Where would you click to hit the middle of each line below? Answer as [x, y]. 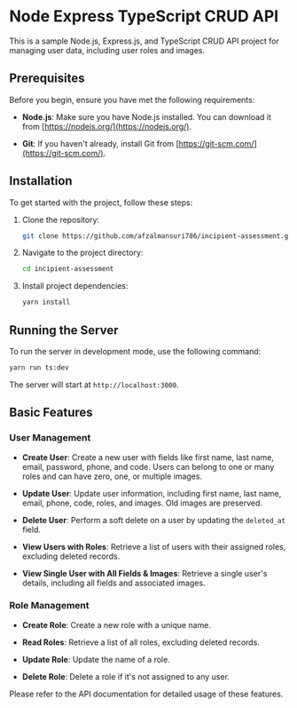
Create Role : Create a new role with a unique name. [116, 624]
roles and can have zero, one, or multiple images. [112, 476]
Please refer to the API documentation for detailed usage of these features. [146, 694]
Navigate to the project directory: [82, 253]
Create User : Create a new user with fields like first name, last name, [148, 457]
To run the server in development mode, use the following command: [135, 351]
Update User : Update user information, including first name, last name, [152, 493]
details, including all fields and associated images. [113, 583]
